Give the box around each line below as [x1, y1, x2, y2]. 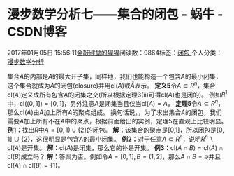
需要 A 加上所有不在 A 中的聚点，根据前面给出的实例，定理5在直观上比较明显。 [7, 116, 228, 125]
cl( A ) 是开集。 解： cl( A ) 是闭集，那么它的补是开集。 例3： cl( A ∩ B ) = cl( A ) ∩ [7, 143, 224, 151]
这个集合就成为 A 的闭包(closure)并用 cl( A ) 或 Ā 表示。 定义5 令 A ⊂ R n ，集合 [7, 80, 216, 90]
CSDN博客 [7, 24, 68, 40]
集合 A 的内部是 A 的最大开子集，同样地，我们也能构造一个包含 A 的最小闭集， [7, 72, 222, 81]
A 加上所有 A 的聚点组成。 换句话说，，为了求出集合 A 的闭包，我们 [39, 108, 222, 116]
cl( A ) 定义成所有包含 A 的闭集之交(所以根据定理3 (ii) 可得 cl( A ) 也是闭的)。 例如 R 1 [7, 89, 228, 99]
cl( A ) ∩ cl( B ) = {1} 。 [7, 161, 64, 169]
